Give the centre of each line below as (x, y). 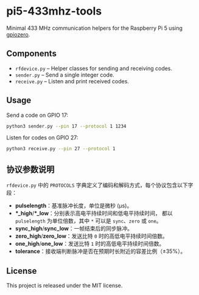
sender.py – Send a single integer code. (65, 75)
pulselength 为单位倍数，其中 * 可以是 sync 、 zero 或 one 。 (89, 221)
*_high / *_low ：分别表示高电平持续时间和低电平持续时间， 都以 (94, 213)
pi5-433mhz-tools (54, 11)
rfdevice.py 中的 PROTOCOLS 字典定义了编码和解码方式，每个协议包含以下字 (100, 185)
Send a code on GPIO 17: (37, 115)
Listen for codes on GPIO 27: (42, 137)
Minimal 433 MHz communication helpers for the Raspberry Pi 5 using (94, 28)
